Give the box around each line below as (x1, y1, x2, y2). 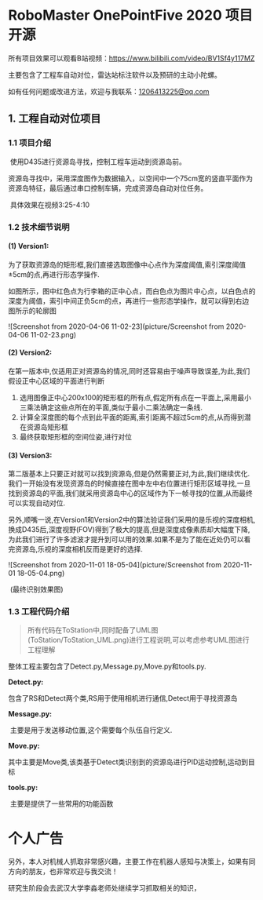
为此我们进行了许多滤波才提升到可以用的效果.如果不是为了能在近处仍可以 (8, 534, 245, 545)
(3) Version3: (8, 450, 53, 460)
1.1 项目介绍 (8, 137, 52, 148)
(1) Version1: (8, 242, 49, 251)
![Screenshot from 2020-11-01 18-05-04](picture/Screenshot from (8, 560, 222, 570)
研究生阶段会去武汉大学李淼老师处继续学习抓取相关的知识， (8, 884, 201, 893)
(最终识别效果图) (9, 585, 64, 594)
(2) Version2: (8, 348, 53, 357)
